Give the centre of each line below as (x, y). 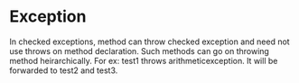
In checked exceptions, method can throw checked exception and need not (150, 41)
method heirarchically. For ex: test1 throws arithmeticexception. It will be (144, 60)
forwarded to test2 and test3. (64, 70)
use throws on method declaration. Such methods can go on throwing (139, 51)
